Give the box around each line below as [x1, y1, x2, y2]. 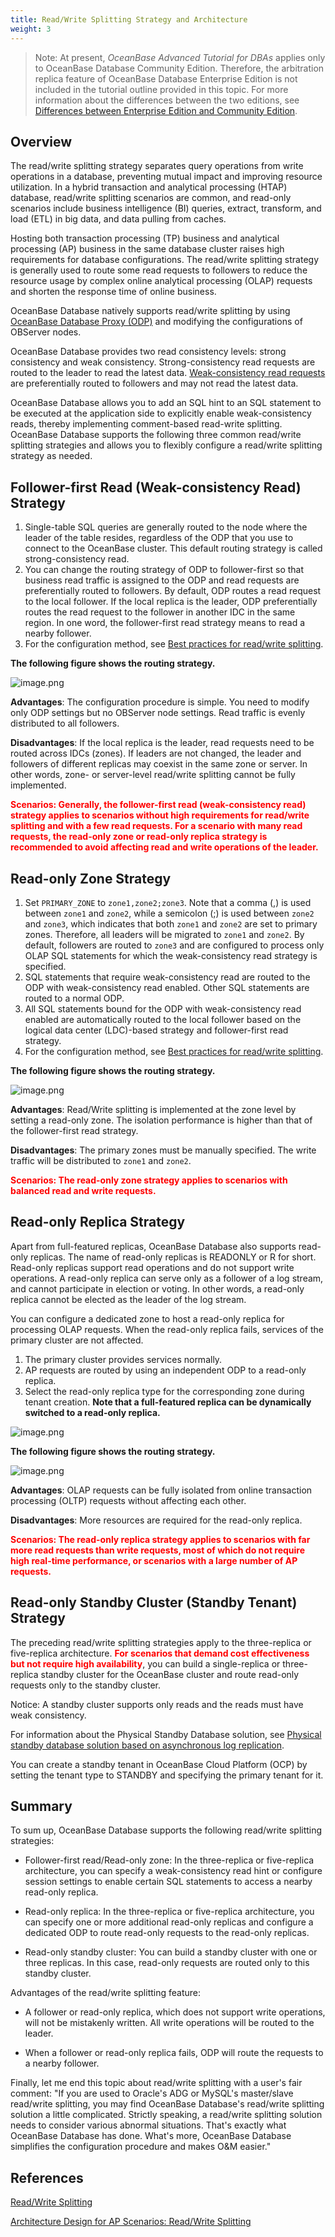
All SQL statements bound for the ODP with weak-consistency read [24, 1002, 302, 1015]
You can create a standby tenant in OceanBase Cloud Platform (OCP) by [10, 1758, 308, 1770]
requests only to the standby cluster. [10, 1679, 161, 1691]
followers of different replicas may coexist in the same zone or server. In [10, 758, 308, 770]
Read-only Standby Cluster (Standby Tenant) [10, 1594, 298, 1611]
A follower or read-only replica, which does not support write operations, [24, 2006, 326, 2018]
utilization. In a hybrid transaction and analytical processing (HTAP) [10, 181, 288, 193]
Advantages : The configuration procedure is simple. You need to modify [10, 696, 310, 708]
